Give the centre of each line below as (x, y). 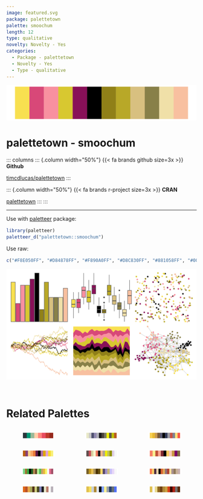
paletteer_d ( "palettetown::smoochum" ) (55, 237)
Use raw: (18, 249)
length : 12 (20, 32)
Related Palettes (48, 414)
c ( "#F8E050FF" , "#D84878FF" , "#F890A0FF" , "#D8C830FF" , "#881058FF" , (96, 260)
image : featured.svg (32, 13)
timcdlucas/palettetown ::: (39, 178)
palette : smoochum (29, 25)
